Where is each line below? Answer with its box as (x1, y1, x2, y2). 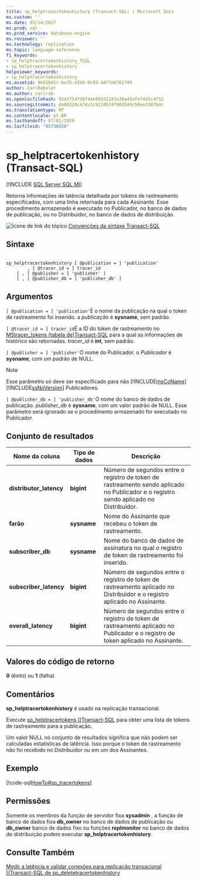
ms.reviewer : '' (6, 36, 46, 42)
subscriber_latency (9, 583, 64, 591)
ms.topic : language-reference (6, 47, 80, 53)
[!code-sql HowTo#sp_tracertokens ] (6, 779, 92, 786)
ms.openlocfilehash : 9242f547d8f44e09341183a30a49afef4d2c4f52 (6, 96, 164, 102)
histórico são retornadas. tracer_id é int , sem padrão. (6, 337, 135, 344)
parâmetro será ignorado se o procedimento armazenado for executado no (6, 408, 188, 415)
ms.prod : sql (6, 25, 38, 31)
